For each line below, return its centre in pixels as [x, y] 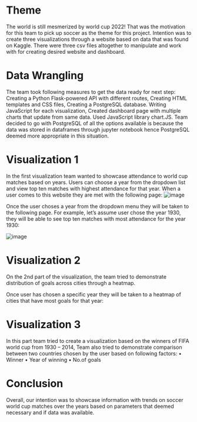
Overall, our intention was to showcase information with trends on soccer [95, 400]
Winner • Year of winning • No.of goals [54, 359]
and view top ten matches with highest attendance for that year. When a [94, 188]
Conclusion [35, 383]
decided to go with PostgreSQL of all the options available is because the [95, 123]
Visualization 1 [42, 160]
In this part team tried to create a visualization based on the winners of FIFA [98, 341]
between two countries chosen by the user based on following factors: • [94, 353]
